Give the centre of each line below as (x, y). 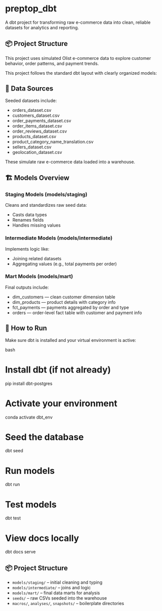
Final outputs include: (27, 287)
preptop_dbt (31, 9)
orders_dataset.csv (32, 110)
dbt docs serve (20, 552)
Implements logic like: (27, 249)
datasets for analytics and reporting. (42, 27)
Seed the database (44, 437)
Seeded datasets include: (31, 100)
